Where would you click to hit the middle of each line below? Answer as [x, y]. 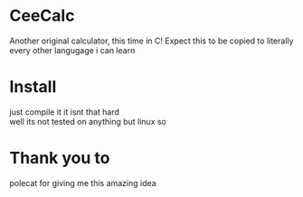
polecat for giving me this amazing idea [83, 183]
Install [33, 87]
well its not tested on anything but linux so [88, 121]
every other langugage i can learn [72, 50]
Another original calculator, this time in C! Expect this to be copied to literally [151, 41]
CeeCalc [42, 16]
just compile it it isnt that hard [65, 112]
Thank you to [60, 158]
